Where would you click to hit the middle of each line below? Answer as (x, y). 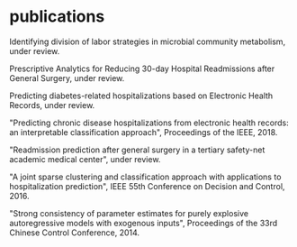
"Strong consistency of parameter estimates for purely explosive (129, 213)
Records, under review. (52, 105)
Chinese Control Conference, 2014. (75, 233)
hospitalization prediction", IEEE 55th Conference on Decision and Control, (147, 186)
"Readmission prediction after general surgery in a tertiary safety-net (137, 150)
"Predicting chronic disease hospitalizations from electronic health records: (149, 123)
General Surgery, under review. (67, 78)
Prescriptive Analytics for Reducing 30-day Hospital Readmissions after (142, 69)
